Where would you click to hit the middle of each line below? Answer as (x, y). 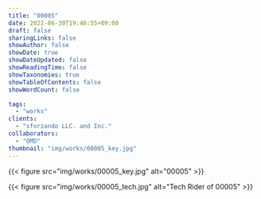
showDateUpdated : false (48, 60)
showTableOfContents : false (55, 82)
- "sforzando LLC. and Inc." (64, 127)
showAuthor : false (39, 45)
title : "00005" (33, 16)
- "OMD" (28, 141)
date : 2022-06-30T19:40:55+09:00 (64, 23)
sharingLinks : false (43, 38)
